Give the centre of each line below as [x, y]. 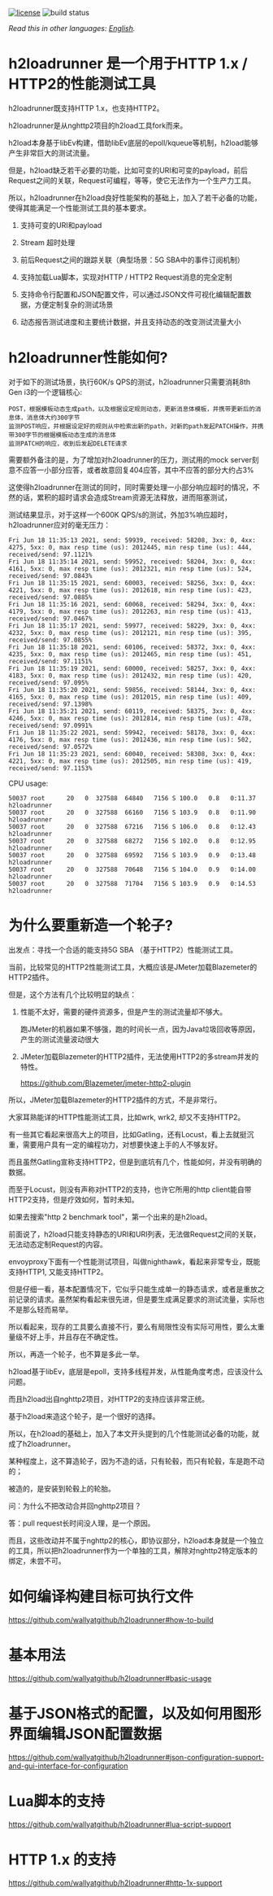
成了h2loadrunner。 [42, 1443]
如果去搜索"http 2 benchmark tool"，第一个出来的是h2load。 [110, 1216]
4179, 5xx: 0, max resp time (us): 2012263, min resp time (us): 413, [130, 611]
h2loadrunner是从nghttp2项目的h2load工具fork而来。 [98, 125]
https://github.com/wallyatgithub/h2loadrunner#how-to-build [111, 1619]
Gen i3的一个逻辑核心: [45, 392]
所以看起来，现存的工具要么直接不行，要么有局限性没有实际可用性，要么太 [133, 1326]
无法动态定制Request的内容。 [58, 1244]
